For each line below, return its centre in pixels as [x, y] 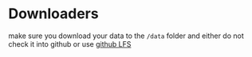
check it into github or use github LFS [70, 44]
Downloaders [53, 14]
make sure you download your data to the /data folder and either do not [126, 36]
